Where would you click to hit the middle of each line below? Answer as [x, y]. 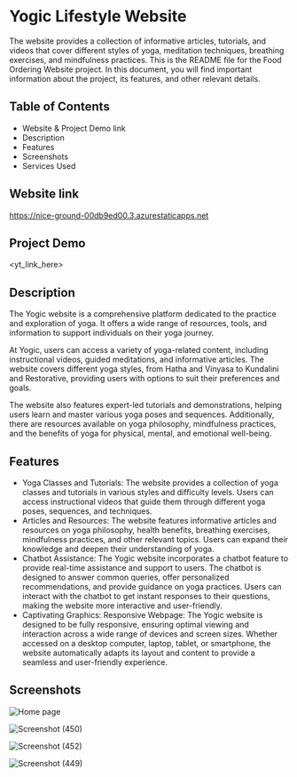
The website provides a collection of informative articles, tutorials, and [138, 41]
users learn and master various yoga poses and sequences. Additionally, [142, 414]
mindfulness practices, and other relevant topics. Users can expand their [155, 539]
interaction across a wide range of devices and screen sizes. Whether [149, 634]
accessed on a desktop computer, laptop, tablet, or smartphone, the [146, 643]
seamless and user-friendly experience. [95, 662]
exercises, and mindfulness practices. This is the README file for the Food [145, 60]
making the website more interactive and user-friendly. [122, 605]
